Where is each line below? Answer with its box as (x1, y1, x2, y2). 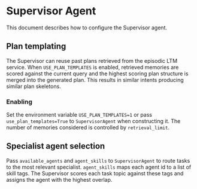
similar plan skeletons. (6, 83, 61, 90)
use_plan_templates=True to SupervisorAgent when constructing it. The (6, 118, 181, 125)
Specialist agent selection (6, 141, 105, 151)
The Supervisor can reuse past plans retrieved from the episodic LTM (6, 57, 178, 64)
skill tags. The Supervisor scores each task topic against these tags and (6, 169, 184, 177)
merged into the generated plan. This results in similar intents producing (6, 76, 184, 83)
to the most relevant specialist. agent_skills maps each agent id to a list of (6, 163, 192, 170)
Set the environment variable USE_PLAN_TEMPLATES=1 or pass (6, 111, 153, 118)
